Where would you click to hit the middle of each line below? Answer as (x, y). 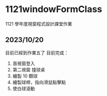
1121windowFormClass (54, 9)
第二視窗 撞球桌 (29, 69)
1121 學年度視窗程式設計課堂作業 (39, 24)
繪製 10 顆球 (25, 76)
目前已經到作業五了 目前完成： (37, 53)
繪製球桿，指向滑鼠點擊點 (39, 82)
